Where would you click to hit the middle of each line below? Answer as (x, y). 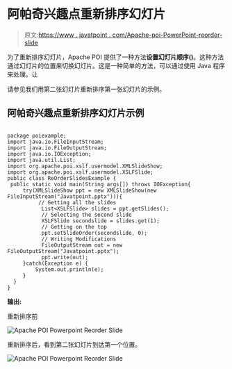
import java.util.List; (42, 160)
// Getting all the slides (77, 202)
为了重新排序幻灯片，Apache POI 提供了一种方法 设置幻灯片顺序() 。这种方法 (116, 57)
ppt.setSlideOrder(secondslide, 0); (94, 233)
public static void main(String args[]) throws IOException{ (100, 184)
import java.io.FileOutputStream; (57, 148)
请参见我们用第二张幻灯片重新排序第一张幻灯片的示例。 (86, 89)
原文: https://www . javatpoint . (67, 35)
